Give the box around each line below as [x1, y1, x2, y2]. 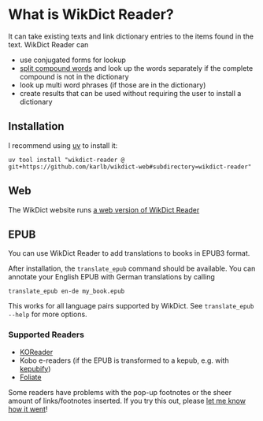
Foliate [19, 372, 42, 382]
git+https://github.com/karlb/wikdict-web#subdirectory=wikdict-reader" [8, 163, 252, 171]
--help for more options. [8, 309, 88, 319]
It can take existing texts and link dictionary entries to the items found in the [8, 31, 254, 41]
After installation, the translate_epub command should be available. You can [8, 264, 256, 273]
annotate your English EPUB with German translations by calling [8, 272, 215, 282]
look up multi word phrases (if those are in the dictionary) [19, 80, 206, 90]
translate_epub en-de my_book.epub [8, 287, 125, 296]
